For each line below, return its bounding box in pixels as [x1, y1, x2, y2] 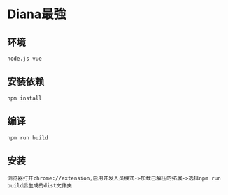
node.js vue [7, 55, 42, 62]
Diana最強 [7, 6, 66, 22]
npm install [7, 95, 42, 102]
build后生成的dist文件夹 [7, 182, 72, 189]
